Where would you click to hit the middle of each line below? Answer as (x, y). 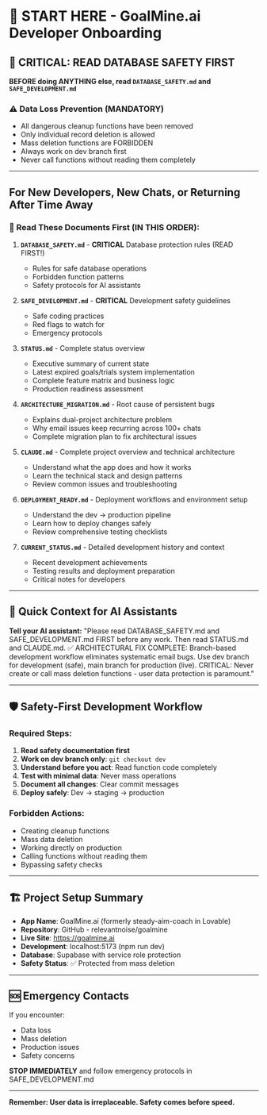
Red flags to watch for (69, 324)
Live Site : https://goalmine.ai (67, 938)
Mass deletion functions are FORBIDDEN (87, 143)
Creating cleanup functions (65, 830)
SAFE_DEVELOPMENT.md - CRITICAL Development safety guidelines (125, 300)
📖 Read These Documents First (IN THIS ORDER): (105, 227)
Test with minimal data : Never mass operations (98, 776)
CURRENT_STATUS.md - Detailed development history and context (122, 547)
